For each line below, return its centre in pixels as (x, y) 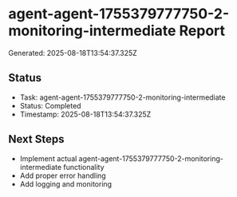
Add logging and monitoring (66, 183)
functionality (84, 167)
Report (202, 31)
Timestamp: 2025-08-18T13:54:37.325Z (85, 114)
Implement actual (48, 158)
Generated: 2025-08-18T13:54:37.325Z (73, 53)
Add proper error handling (63, 175)
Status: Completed (50, 105)
